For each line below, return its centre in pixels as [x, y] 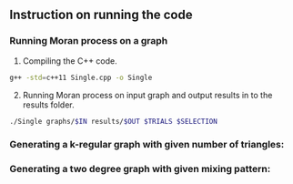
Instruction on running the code [101, 15]
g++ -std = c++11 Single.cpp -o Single [81, 77]
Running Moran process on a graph [89, 41]
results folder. [48, 105]
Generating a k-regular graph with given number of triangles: [147, 145]
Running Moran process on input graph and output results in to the [147, 95]
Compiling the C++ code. [70, 61]
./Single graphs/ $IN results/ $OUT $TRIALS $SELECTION [114, 121]
